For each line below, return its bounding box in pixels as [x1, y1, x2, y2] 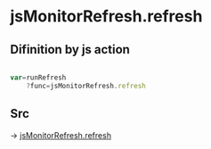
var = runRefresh [10, 73, 67, 82]
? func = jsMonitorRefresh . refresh [26, 81, 146, 90]
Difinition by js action [10, 42, 130, 57]
